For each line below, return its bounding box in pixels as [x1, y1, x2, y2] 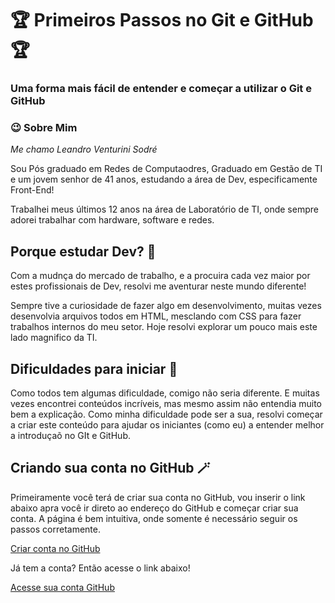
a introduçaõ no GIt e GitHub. [10, 430, 131, 442]
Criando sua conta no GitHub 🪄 [10, 460, 211, 477]
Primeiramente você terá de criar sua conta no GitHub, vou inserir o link [10, 491, 306, 503]
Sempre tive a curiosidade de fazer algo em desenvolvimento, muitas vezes [10, 300, 322, 312]
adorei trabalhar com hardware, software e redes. [10, 214, 215, 226]
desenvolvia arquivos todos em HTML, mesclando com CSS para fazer [10, 310, 302, 322]
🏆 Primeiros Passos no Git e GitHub [10, 9, 314, 32]
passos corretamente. [10, 523, 101, 535]
